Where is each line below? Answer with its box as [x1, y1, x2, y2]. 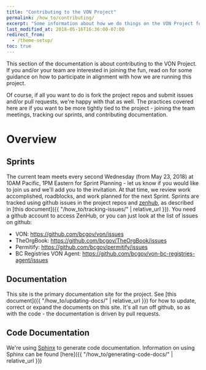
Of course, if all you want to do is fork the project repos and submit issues [6, 91, 193, 99]
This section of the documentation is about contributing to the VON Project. [6, 59, 197, 67]
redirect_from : [6, 32, 45, 38]
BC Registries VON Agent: [15, 249, 81, 257]
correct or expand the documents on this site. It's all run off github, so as [6, 303, 191, 311]
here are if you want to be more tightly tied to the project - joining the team [6, 104, 195, 111]
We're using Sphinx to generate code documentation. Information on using [6, 344, 195, 351]
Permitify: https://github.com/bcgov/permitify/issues [15, 243, 148, 251]
